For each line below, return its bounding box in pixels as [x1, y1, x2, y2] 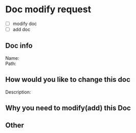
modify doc [12, 20, 37, 27]
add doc [12, 27, 31, 32]
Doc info [5, 41, 33, 50]
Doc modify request [5, 4, 92, 15]
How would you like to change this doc [5, 75, 130, 84]
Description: [5, 88, 31, 95]
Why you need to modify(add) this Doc [5, 104, 131, 113]
